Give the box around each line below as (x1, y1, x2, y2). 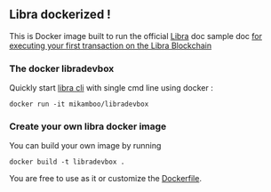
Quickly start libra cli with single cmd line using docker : (9, 83, 213, 93)
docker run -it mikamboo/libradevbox (9, 100, 149, 109)
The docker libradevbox (9, 62, 115, 75)
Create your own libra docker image (9, 120, 167, 132)
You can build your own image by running (9, 140, 162, 151)
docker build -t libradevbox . (9, 157, 125, 167)
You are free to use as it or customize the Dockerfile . (9, 173, 203, 184)
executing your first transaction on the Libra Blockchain (9, 40, 212, 51)
